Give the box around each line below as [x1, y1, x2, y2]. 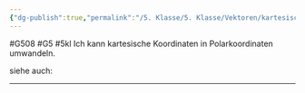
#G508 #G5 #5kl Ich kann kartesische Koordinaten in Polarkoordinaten [9, 38, 274, 49]
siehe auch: [9, 65, 53, 76]
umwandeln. [9, 47, 56, 59]
